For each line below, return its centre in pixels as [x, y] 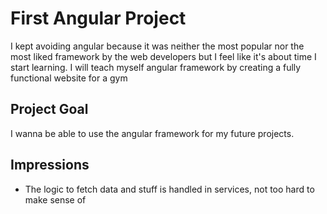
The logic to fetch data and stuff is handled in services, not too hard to [169, 189]
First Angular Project [98, 18]
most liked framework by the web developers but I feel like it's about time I [163, 56]
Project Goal [49, 109]
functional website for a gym [69, 78]
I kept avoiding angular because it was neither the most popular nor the [157, 46]
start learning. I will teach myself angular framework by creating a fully [156, 67]
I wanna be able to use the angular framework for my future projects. [152, 133]
